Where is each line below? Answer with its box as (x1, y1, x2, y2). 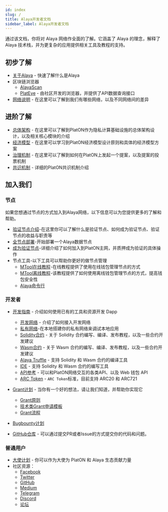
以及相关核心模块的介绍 (21, 133, 70, 139)
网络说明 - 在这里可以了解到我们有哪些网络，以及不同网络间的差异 (12, 96, 149, 103)
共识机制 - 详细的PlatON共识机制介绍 (12, 164, 89, 170)
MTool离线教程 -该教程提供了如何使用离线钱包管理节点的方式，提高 (20, 270, 158, 276)
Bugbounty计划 (12, 420, 45, 426)
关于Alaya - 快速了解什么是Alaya (12, 72, 80, 78)
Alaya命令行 (20, 282, 45, 288)
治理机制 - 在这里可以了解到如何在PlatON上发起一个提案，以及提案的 (12, 151, 155, 158)
